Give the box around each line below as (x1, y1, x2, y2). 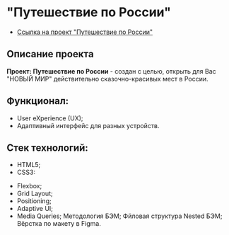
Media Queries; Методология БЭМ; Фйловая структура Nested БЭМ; (16, 212, 223, 220)
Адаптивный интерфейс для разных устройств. (16, 121, 160, 130)
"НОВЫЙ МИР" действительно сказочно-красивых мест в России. (6, 74, 209, 83)
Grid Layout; (16, 189, 54, 198)
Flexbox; (16, 182, 42, 190)
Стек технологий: (6, 142, 89, 154)
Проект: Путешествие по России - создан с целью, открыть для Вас (6, 67, 216, 75)
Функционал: (6, 95, 69, 107)
